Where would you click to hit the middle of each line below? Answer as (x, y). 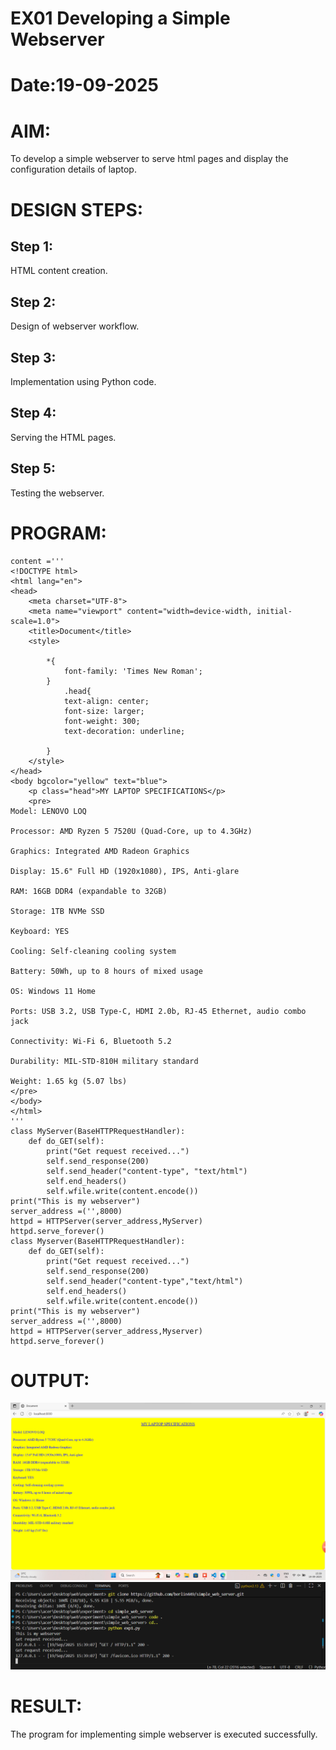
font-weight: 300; (102, 721)
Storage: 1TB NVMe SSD (57, 911)
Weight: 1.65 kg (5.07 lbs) (69, 1081)
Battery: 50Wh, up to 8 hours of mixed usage (106, 971)
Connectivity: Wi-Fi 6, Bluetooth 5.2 (91, 1041)
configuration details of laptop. (73, 169)
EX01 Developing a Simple (120, 18)
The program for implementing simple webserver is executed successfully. (164, 1734)
